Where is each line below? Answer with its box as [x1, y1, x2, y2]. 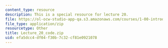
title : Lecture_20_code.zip [5, 30, 64, 35]
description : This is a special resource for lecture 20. [5, 12, 128, 17]
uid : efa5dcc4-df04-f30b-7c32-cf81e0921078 [5, 35, 97, 40]
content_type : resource [5, 7, 55, 12]
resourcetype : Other [5, 26, 48, 31]
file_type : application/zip [5, 21, 64, 26]
